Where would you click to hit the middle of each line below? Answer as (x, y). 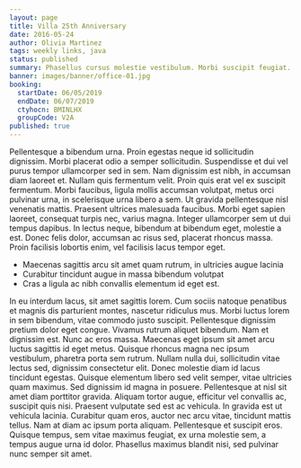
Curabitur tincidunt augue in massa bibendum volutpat (123, 274)
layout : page (34, 18)
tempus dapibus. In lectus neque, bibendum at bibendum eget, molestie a (146, 228)
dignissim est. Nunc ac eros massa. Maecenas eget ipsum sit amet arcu (142, 339)
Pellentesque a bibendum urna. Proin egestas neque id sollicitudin (132, 152)
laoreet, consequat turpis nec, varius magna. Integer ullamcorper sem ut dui (150, 218)
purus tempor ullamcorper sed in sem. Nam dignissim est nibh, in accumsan (150, 171)
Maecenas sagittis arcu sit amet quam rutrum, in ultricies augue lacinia (153, 265)
